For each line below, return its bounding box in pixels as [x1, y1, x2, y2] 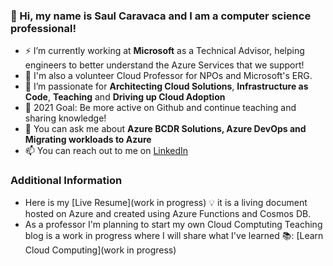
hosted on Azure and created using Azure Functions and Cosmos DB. [24, 207, 312, 219]
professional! [10, 21, 77, 35]
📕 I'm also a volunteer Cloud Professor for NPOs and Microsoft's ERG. [24, 70, 313, 82]
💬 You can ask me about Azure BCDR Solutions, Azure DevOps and [24, 123, 307, 135]
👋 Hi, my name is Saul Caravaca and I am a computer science [10, 9, 312, 23]
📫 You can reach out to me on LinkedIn [24, 145, 189, 157]
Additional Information [10, 174, 123, 188]
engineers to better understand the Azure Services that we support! [24, 59, 305, 71]
